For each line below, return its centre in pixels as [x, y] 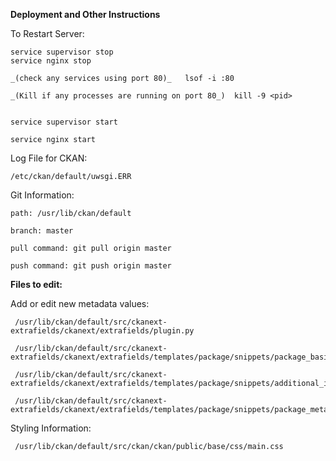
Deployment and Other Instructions [85, 14]
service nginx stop [51, 61]
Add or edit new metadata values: [80, 303]
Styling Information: [51, 428]
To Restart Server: [47, 33]
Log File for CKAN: [49, 158]
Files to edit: [36, 284]
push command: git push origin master [91, 266]
